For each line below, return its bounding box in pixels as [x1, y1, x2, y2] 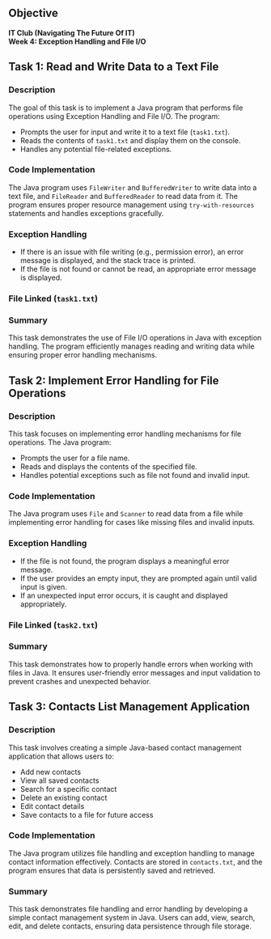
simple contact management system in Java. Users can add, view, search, [8, 913, 256, 923]
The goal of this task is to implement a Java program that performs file [8, 103, 243, 112]
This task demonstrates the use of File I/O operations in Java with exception [8, 333, 262, 343]
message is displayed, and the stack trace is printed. [19, 256, 197, 265]
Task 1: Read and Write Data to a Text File [8, 60, 219, 74]
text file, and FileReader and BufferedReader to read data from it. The [8, 191, 239, 201]
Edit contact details [19, 801, 85, 811]
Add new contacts [19, 767, 82, 776]
